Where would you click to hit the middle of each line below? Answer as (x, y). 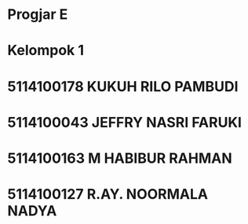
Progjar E (38, 15)
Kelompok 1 (46, 51)
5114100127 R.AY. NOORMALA (108, 195)
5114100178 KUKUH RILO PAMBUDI (123, 86)
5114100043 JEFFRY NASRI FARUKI (125, 122)
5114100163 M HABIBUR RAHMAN (120, 158)
